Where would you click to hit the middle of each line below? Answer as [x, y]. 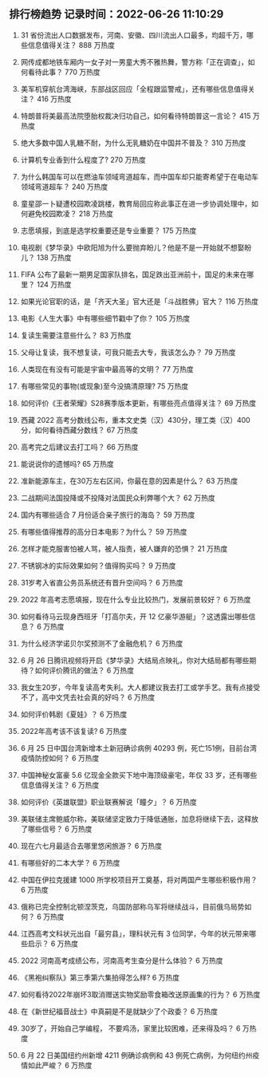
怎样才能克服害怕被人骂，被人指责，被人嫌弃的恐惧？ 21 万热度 [124, 548]
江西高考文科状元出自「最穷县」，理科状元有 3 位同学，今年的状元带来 [135, 933]
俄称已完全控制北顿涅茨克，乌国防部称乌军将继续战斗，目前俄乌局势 [132, 906]
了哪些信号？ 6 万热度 [56, 829]
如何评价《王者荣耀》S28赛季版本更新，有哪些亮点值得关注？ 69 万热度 [138, 403]
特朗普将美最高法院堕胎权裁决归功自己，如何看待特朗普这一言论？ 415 [136, 116]
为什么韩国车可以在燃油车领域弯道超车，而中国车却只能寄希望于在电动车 [139, 176]
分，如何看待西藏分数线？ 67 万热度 [79, 430]
